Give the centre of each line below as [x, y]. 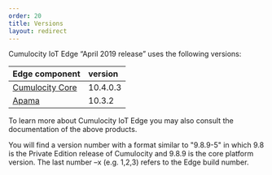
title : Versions [36, 23]
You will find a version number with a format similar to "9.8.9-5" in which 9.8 [136, 145]
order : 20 [25, 16]
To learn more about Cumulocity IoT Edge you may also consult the [121, 121]
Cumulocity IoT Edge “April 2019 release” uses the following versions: [125, 54]
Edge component [46, 74]
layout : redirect [38, 31]
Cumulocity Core [45, 87]
